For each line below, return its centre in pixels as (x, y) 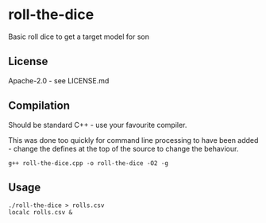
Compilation (39, 106)
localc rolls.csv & (40, 213)
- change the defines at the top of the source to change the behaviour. (123, 148)
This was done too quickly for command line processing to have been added (133, 140)
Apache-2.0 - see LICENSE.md (59, 80)
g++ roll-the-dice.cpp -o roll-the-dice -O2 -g (89, 163)
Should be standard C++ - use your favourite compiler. (98, 125)
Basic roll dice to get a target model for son (79, 37)
